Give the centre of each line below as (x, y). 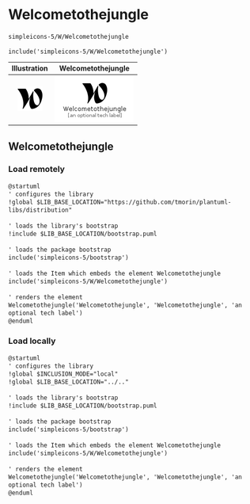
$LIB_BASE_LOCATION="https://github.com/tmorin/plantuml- (134, 202)
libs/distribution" (40, 210)
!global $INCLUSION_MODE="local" (63, 374)
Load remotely (37, 169)
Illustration (30, 68)
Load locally (32, 341)
